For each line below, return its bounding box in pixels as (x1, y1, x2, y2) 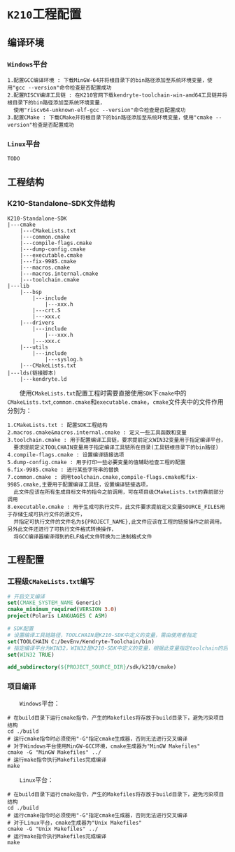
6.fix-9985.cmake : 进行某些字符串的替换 (7, 466, 119, 473)
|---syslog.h (44, 356, 83, 363)
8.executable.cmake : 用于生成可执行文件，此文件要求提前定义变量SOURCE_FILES (7, 503, 220, 510)
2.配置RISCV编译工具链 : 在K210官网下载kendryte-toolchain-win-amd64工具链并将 (7, 92, 227, 99)
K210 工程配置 (7, 6, 82, 22)
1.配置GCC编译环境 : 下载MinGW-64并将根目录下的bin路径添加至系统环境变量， (7, 76, 208, 84)
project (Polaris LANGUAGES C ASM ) (7, 613, 108, 620)
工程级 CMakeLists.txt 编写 (7, 577, 95, 587)
